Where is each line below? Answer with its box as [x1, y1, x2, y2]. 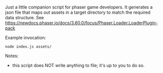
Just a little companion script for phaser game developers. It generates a [5, 4, 153, 10]
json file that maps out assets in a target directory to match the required [5, 9, 151, 15]
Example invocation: [5, 35, 46, 40]
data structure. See [5, 15, 44, 20]
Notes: [5, 53, 19, 59]
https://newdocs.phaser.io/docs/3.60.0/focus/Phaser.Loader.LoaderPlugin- [5, 20, 158, 26]
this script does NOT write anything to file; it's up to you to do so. [12, 63, 145, 68]
